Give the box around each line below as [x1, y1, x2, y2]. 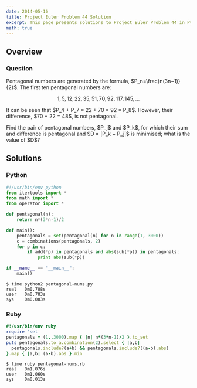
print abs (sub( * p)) [37, 254, 85, 261]
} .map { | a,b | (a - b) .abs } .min [6, 350, 83, 356]
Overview [6, 46, 43, 56]
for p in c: [16, 244, 46, 250]
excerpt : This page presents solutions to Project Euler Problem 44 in [6, 19, 185, 25]
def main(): [6, 227, 35, 233]
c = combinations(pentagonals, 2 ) [16, 238, 101, 244]
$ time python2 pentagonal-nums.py [6, 281, 93, 287]
